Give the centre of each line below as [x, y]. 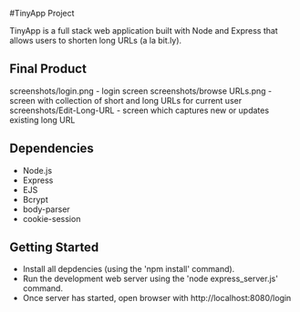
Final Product [48, 69]
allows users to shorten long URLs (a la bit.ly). [96, 40]
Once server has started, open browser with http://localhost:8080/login [157, 298]
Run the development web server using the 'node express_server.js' [150, 279]
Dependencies [52, 149]
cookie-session [52, 218]
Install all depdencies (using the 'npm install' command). [129, 269]
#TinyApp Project [42, 13]
